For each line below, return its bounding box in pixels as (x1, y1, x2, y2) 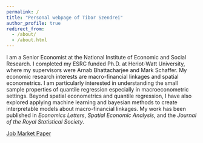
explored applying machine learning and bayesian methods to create (6, 99, 178, 106)
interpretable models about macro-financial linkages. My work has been (6, 105, 186, 112)
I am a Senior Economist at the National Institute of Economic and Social (6, 54, 187, 61)
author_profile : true (6, 20, 61, 26)
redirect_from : (6, 25, 45, 32)
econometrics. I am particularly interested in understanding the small (6, 79, 178, 87)
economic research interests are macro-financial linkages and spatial (6, 73, 179, 80)
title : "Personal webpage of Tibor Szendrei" (6, 15, 123, 21)
